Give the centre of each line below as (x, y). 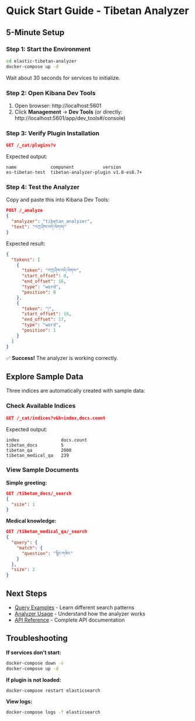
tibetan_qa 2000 (39, 450)
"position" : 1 (39, 331)
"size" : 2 (23, 570)
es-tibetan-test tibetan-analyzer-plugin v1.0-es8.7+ (74, 173)
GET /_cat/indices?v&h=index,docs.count (56, 418)
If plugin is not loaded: (34, 679)
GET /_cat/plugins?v (31, 145)
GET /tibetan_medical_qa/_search (47, 532)
